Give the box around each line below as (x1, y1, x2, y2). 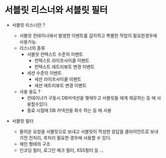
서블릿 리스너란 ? (11, 22, 45, 28)
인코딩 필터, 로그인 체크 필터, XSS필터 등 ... (19, 147, 103, 153)
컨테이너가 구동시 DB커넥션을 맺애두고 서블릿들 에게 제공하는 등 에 (26, 95, 156, 101)
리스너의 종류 (19, 45, 45, 51)
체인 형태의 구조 (19, 141, 50, 147)
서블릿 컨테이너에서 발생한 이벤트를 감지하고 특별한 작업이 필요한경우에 (19, 32, 157, 38)
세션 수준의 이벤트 (26, 70, 62, 76)
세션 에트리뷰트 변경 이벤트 (34, 82, 87, 88)
